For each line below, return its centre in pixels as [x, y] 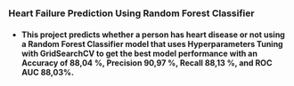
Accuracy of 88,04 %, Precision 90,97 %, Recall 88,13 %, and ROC [147, 63]
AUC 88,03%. [48, 72]
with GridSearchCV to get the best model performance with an [139, 53]
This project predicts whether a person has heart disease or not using [153, 35]
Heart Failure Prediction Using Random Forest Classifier [131, 13]
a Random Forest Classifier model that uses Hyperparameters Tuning [152, 43]
